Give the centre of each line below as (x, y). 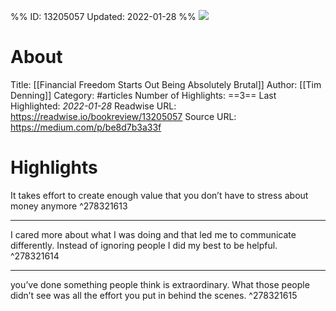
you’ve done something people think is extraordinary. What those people (160, 284)
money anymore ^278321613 (69, 206)
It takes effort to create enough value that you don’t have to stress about (159, 195)
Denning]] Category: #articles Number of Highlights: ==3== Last (143, 95)
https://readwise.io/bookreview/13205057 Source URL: (123, 116)
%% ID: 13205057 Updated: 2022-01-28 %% (103, 16)
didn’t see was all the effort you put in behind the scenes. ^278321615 (154, 295)
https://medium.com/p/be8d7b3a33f (86, 127)
